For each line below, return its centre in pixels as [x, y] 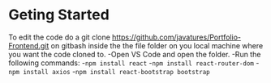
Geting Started [59, 15]
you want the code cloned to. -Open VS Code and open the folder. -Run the [135, 54]
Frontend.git [29, 45]
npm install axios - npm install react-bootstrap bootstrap [109, 71]
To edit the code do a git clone [60, 37]
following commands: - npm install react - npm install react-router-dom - [134, 63]
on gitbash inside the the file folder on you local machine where [157, 45]
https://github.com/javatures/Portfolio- [177, 37]
